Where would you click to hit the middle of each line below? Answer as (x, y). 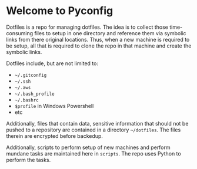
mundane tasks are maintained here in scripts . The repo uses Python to (94, 153)
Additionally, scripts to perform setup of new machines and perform (88, 147)
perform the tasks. (29, 160)
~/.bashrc (27, 100)
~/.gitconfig (31, 75)
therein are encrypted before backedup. (54, 136)
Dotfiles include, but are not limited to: (52, 63)
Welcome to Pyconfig (60, 11)
